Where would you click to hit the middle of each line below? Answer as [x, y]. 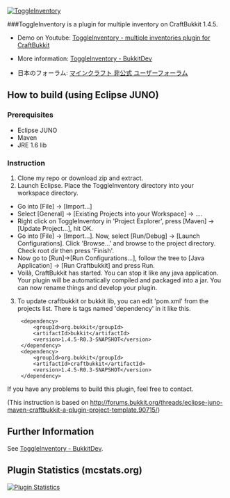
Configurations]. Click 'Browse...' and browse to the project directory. [116, 243]
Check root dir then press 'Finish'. [66, 250]
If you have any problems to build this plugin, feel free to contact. [100, 389]
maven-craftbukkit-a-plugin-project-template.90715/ [83, 410]
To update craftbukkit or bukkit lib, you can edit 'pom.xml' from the [113, 301]
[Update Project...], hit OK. [55, 228]
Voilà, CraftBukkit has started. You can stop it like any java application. [118, 273]
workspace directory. [48, 193]
